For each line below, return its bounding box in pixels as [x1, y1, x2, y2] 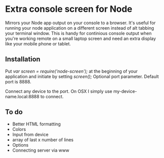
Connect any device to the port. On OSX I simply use [5, 88, 113, 94]
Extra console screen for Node [5, 3, 132, 15]
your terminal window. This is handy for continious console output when [5, 30, 152, 36]
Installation [5, 55, 41, 64]
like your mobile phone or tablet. [5, 40, 71, 46]
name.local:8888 [5, 93, 40, 99]
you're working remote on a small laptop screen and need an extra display [5, 36, 156, 41]
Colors [12, 126, 26, 132]
